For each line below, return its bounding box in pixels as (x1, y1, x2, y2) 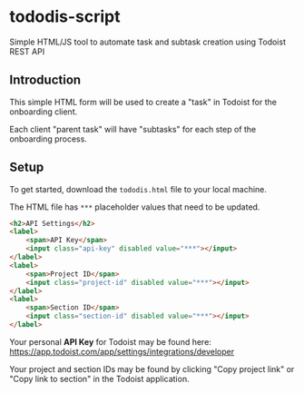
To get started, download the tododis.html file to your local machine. (9, 183, 268, 194)
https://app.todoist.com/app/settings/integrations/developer (9, 346, 234, 357)
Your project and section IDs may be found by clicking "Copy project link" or (9, 363, 295, 374)
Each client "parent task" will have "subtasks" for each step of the (9, 123, 257, 134)
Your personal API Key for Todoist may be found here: (9, 336, 211, 347)
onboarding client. (9, 106, 78, 117)
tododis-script (9, 6, 121, 27)
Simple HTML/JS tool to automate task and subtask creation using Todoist (9, 36, 286, 47)
